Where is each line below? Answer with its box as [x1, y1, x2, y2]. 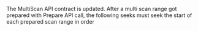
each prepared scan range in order [6, 18, 95, 25]
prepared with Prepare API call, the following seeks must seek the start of [6, 12, 192, 19]
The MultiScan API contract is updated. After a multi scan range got [6, 5, 177, 12]
